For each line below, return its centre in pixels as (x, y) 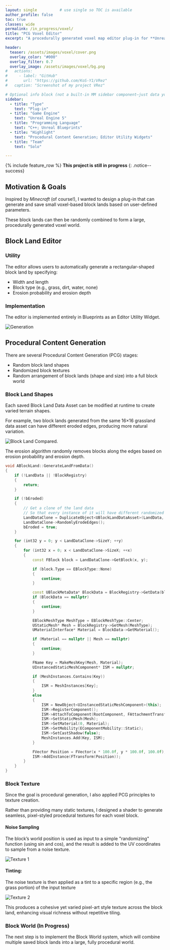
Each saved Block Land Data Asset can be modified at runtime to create (80, 405)
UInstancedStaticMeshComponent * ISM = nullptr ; (83, 667)
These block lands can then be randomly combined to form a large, (75, 220)
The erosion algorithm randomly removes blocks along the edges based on (83, 451)
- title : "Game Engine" (35, 113)
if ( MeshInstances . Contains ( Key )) (69, 676)
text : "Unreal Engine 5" (40, 118)
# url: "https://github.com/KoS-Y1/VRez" (56, 81)
